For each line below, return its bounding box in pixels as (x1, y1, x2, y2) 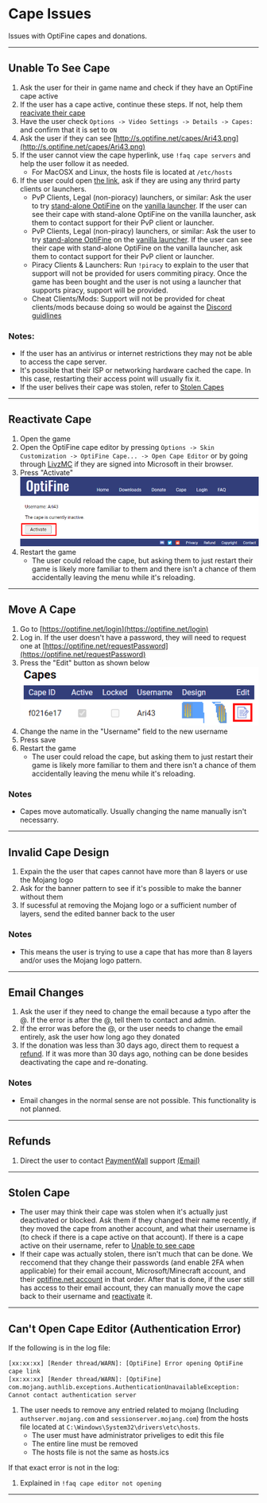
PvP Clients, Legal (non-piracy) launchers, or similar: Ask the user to (31, 226, 256, 235)
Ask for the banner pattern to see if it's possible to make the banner (19, 884, 242, 893)
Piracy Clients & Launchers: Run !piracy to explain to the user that (31, 260, 249, 269)
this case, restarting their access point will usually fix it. (19, 374, 201, 384)
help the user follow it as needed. (19, 158, 130, 168)
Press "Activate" (19, 467, 74, 477)
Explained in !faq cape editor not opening (19, 1478, 162, 1488)
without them (19, 892, 64, 902)
